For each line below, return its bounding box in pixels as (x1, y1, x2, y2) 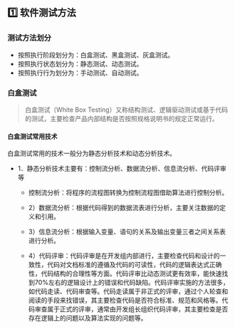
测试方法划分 (7, 33, 52, 43)
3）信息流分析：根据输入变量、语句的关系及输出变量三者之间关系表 (28, 227, 226, 236)
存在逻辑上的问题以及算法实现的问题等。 (28, 314, 147, 323)
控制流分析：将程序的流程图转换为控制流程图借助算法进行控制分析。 (28, 188, 229, 197)
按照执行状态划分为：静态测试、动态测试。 (17, 59, 143, 68)
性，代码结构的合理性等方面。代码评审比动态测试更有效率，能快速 (28, 269, 222, 278)
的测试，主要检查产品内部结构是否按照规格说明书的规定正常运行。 (24, 114, 219, 122)
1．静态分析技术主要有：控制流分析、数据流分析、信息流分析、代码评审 (17, 164, 226, 173)
